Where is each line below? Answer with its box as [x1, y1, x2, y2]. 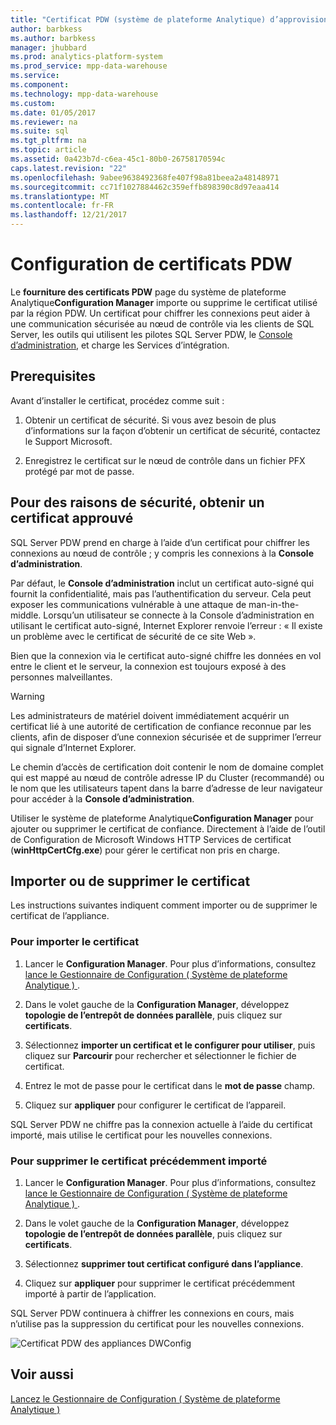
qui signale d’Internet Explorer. [10, 741, 137, 753]
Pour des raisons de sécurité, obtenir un [10, 494, 265, 511]
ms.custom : [10, 98, 56, 108]
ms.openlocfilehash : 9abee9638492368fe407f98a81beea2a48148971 [10, 172, 280, 183]
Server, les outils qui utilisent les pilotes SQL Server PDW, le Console [10, 328, 293, 340]
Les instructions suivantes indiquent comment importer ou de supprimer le [10, 899, 318, 911]
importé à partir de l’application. [24, 1287, 157, 1300]
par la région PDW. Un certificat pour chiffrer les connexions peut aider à [10, 307, 311, 319]
